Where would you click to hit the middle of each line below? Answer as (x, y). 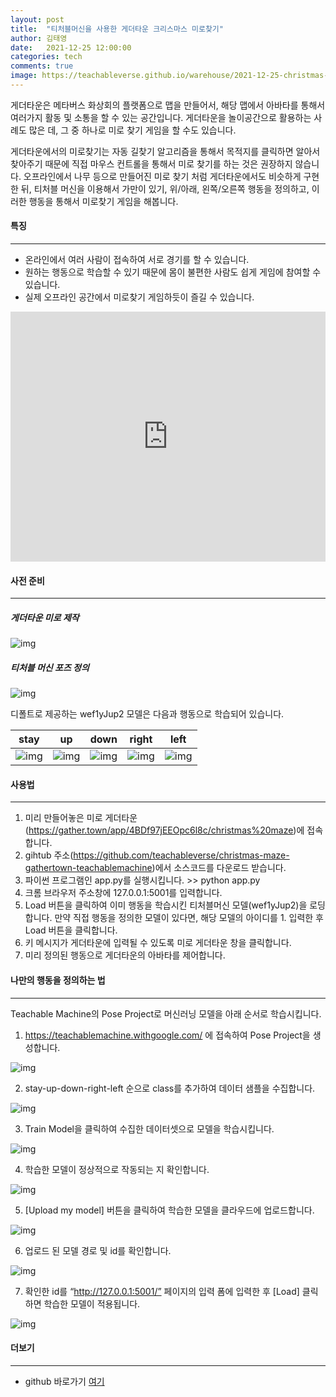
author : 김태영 (39, 38)
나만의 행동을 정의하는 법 (58, 980)
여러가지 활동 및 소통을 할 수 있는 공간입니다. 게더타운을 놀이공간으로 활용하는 (161, 117)
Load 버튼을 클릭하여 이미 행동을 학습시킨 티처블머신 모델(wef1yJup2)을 (166, 905)
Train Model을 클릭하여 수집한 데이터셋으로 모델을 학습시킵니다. (149, 1128)
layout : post (37, 19)
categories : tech (46, 57)
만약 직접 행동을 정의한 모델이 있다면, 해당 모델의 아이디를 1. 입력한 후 (189, 918)
